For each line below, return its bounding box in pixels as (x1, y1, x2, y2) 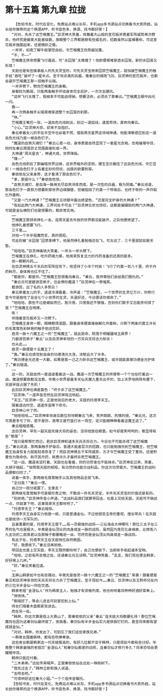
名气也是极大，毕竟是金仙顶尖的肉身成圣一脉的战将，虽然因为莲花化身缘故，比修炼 (12, 527, 154, 532)
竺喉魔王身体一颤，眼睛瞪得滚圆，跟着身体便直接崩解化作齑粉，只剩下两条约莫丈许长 (11, 321, 157, 326)
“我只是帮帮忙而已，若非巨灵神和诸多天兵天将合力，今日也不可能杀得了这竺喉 (11, 439, 145, 444)
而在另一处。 (11, 609, 34, 614)
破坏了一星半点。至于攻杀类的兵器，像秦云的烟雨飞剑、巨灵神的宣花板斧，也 (23, 74, 154, 78)
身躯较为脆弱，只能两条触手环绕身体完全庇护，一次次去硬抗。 (11, 89, 117, 94)
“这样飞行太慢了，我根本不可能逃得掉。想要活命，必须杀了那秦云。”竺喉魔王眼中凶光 (11, 94, 156, 99)
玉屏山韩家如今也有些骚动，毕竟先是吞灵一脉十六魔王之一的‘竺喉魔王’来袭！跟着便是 (11, 573, 157, 578)
